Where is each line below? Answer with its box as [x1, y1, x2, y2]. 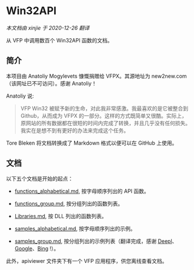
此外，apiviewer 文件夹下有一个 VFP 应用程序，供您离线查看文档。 [6, 257, 168, 264]
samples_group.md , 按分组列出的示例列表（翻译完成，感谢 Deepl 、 [14, 237, 178, 245]
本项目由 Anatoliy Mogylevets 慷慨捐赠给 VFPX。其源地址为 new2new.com [6, 72, 187, 79]
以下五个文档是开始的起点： [6, 175, 73, 182]
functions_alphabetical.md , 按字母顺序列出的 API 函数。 [14, 187, 150, 195]
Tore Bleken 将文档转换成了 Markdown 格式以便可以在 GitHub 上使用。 [6, 139, 178, 146]
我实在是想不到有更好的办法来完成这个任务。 [20, 126, 129, 134]
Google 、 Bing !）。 [14, 245, 59, 252]
